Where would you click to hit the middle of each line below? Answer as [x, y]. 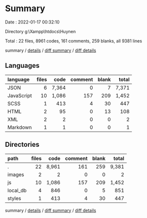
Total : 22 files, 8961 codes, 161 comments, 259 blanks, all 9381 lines [73, 41]
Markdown [20, 127]
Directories [22, 145]
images [16, 175]
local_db [17, 190]
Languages [22, 66]
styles [14, 198]
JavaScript [20, 96]
